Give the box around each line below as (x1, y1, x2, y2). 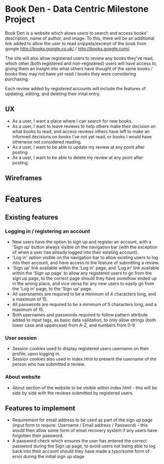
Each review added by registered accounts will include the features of (5, 85, 146, 91)
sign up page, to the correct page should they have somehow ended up (12, 276, 157, 282)
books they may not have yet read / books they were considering (5, 71, 136, 77)
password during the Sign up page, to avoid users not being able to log (12, 443, 156, 449)
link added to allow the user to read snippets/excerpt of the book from (5, 40, 147, 46)
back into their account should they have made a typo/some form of (12, 448, 150, 454)
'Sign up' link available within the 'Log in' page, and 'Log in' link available (12, 265, 160, 271)
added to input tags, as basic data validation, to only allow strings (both (12, 317, 157, 323)
